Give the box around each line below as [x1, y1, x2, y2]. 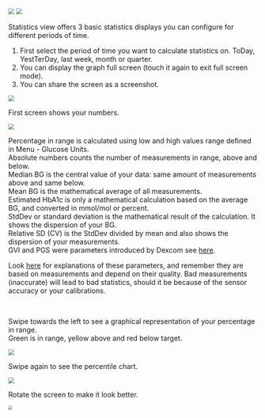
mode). [19, 71, 44, 81]
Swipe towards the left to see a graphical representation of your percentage [8, 317, 256, 326]
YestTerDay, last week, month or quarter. [19, 55, 153, 63]
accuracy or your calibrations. [8, 286, 106, 295]
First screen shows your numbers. [8, 108, 120, 117]
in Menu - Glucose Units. [8, 145, 89, 154]
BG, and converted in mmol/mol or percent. [8, 203, 150, 212]
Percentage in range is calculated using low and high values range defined [8, 136, 252, 145]
